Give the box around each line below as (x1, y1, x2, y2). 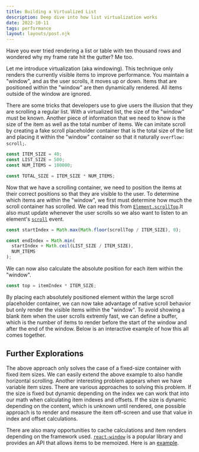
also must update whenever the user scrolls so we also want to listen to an (6, 209, 188, 216)
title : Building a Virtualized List (6, 8, 97, 15)
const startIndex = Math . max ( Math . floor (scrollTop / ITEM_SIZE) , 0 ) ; (6, 227, 182, 233)
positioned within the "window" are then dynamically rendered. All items (6, 84, 182, 91)
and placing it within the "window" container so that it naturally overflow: (6, 133, 185, 140)
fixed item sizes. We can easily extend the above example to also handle (6, 371, 183, 378)
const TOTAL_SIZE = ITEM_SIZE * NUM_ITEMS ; (6, 173, 115, 179)
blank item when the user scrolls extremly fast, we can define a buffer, (6, 312, 178, 319)
